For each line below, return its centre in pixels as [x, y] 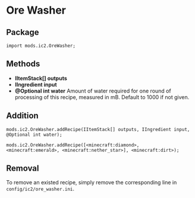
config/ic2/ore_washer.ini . [40, 189]
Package [23, 32]
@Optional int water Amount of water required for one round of [93, 91]
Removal [23, 169]
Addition [22, 116]
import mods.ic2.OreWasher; [41, 46]
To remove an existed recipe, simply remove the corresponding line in [92, 183]
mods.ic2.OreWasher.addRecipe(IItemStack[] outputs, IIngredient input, [98, 129]
